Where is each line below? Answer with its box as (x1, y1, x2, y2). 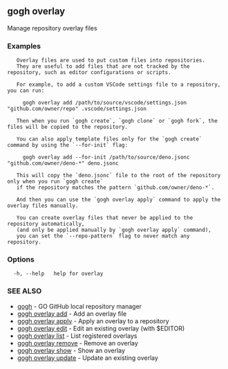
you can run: (7, 87, 45, 94)
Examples (7, 41, 41, 51)
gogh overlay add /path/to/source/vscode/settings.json (22, 100, 187, 107)
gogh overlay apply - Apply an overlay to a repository (17, 316, 169, 325)
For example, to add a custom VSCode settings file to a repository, (16, 81, 221, 89)
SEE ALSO (7, 287, 42, 296)
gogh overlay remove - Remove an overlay (17, 339, 138, 347)
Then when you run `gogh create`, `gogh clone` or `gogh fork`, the (16, 118, 218, 125)
